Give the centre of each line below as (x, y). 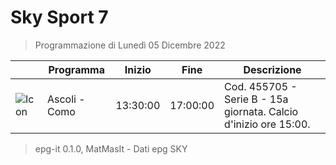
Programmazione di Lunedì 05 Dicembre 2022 (130, 45)
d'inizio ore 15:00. (267, 124)
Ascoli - (66, 99)
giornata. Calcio (261, 111)
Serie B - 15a (256, 99)
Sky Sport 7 (59, 17)
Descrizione (272, 69)
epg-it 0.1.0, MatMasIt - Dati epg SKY (111, 148)
